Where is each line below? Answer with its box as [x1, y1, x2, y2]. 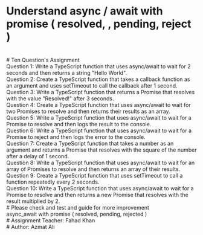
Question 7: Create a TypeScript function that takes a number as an [6, 140, 174, 147]
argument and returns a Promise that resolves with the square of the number [6, 146, 197, 153]
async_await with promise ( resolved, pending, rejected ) [6, 210, 147, 217]
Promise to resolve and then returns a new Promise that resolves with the [6, 191, 188, 198]
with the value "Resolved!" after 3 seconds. [6, 95, 114, 102]
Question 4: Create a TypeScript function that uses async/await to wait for [6, 101, 192, 108]
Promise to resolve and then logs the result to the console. [6, 120, 152, 127]
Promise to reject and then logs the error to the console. [6, 133, 146, 140]
